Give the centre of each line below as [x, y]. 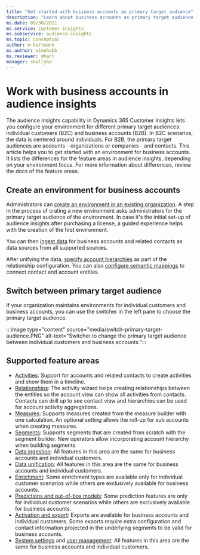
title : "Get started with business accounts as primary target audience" [100, 12]
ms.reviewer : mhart [30, 56]
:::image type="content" [36, 330]
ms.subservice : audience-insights [49, 34]
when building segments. [46, 445]
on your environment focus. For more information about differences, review [99, 165]
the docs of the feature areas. [43, 171]
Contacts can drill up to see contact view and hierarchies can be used [101, 400]
